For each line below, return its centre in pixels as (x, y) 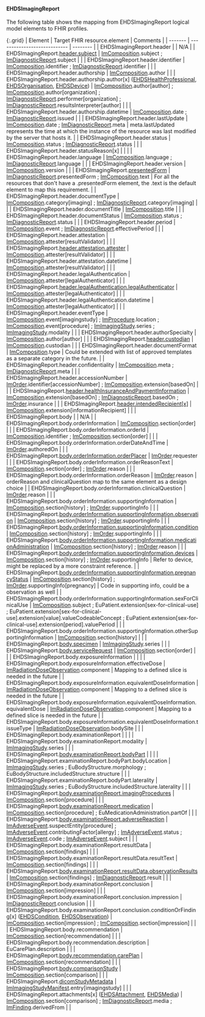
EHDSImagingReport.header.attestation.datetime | (69, 261)
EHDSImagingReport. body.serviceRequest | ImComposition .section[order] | (101, 651)
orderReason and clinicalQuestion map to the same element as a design (97, 482)
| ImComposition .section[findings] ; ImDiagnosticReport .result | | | (89, 878)
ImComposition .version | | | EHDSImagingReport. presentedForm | (88, 170)
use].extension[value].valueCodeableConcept (64, 618)
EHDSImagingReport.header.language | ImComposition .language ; (89, 157)
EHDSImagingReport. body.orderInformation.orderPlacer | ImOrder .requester (102, 456)
